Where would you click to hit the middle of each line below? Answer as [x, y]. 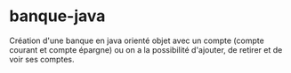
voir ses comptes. [42, 59]
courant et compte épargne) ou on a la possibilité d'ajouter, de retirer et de [146, 49]
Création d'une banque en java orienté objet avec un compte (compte [137, 40]
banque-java [57, 16]
